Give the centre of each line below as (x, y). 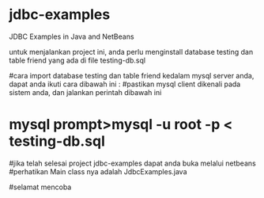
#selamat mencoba (40, 187)
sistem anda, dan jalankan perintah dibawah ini (85, 92)
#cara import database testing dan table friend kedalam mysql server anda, (132, 75)
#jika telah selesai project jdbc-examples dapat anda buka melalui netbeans (132, 163)
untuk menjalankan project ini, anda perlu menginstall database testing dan (131, 51)
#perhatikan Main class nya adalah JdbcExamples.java (98, 171)
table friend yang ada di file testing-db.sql (77, 60)
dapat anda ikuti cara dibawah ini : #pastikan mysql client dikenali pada (125, 84)
